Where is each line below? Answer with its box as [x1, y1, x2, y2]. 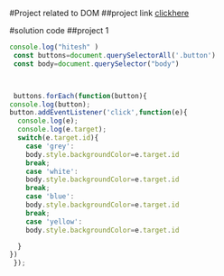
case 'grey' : [25, 142, 75, 151]
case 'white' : [25, 167, 79, 176]
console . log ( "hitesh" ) [9, 42, 99, 51]
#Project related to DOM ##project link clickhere [9, 8, 190, 18]
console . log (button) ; [9, 99, 91, 109]
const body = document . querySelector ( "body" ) [13, 59, 180, 69]
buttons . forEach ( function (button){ [13, 91, 147, 100]
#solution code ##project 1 [9, 25, 109, 35]
